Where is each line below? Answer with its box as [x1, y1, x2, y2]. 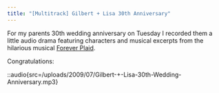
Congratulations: [7, 56, 54, 65]
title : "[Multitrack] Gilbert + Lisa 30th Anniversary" [7, 10, 171, 17]
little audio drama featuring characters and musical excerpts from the [7, 36, 204, 45]
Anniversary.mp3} [7, 77, 59, 86]
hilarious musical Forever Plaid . [7, 43, 96, 52]
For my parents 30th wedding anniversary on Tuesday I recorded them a [7, 29, 213, 37]
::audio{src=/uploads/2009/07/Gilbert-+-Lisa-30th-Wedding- [7, 70, 182, 79]
